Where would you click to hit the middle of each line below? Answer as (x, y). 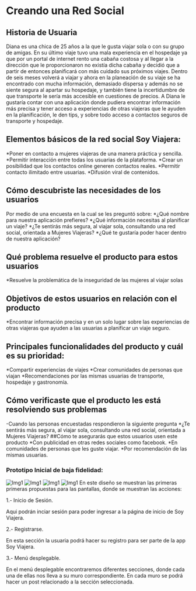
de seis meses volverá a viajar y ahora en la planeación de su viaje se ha (93, 78)
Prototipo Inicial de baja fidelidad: (55, 470)
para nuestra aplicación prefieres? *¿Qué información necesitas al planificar (98, 220)
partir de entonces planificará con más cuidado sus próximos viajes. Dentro (97, 71)
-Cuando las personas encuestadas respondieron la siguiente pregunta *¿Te (98, 424)
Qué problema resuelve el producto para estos (92, 257)
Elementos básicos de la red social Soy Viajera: (93, 140)
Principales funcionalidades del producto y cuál (95, 346)
